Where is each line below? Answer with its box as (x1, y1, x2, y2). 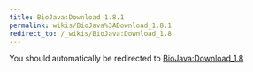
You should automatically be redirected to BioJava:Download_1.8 (9, 54, 244, 64)
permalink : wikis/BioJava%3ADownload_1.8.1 (9, 21, 172, 30)
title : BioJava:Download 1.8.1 (9, 12, 125, 22)
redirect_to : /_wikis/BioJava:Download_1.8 (9, 29, 172, 38)
